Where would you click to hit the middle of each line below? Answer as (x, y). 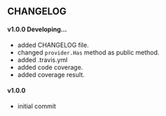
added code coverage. (50, 67)
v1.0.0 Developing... (37, 29)
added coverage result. (51, 74)
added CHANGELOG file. (53, 45)
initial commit (36, 106)
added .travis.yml (42, 59)
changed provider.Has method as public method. (88, 52)
